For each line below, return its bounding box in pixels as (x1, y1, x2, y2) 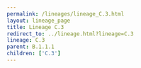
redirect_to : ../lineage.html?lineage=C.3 (6, 30, 134, 38)
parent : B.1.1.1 (6, 43, 55, 50)
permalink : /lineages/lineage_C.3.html (6, 10, 125, 18)
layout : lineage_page (6, 17, 71, 24)
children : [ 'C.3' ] (6, 50, 61, 57)
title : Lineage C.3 (6, 23, 64, 30)
